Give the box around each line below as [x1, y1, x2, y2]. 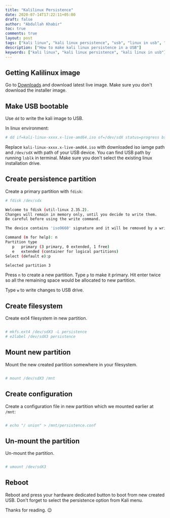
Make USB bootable [5, 102, 69, 110]
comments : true [5, 31, 37, 36]
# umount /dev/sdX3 [5, 464, 47, 469]
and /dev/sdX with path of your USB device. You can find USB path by [5, 150, 151, 155]
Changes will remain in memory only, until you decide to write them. [5, 212, 157, 217]
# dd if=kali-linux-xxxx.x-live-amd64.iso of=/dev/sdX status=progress [5, 135, 159, 140]
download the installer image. [5, 87, 67, 94]
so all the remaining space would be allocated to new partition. [5, 277, 136, 283]
